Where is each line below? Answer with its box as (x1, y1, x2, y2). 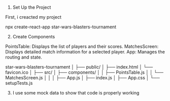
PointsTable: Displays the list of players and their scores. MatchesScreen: (5, 43, 159, 49)
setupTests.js (5, 80, 33, 86)
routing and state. (5, 54, 42, 60)
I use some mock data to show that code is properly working (12, 90, 140, 95)
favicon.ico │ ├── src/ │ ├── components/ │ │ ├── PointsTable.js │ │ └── (5, 69, 164, 75)
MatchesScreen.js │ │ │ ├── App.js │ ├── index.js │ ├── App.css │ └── (5, 75, 160, 80)
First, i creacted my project (5, 14, 62, 20)
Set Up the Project (12, 5, 51, 10)
